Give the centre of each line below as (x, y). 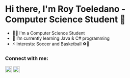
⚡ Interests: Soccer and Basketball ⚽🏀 (51, 44)
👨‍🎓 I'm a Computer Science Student (48, 33)
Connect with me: (27, 58)
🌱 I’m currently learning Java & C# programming (61, 38)
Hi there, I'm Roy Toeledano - (65, 9)
